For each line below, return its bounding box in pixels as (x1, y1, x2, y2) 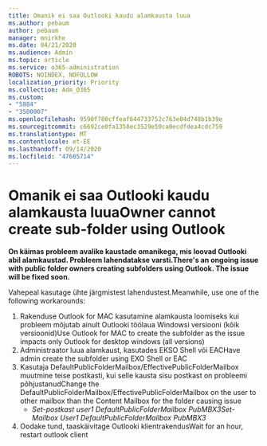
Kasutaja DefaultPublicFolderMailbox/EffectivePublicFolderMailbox (19, 362, 239, 372)
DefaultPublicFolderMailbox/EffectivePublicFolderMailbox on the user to (19, 388, 257, 397)
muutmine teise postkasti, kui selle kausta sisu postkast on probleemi (19, 371, 248, 381)
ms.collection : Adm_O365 (8, 85, 91, 94)
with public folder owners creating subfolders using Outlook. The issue (8, 264, 249, 273)
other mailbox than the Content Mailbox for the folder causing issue (19, 396, 241, 406)
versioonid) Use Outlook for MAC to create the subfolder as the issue (19, 328, 245, 338)
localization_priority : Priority (8, 78, 120, 86)
